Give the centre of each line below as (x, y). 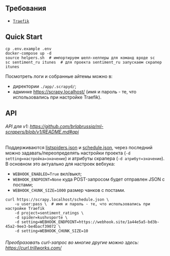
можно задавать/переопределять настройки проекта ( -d (68, 153)
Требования (26, 8)
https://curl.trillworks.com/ (33, 248)
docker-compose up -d (29, 53)
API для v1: (17, 126)
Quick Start (24, 37)
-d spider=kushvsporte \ (41, 218)
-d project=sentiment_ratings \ (49, 213)
